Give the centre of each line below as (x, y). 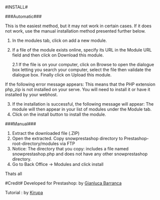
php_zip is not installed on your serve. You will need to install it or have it (78, 89)
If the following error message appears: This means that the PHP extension (80, 84)
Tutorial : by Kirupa (24, 192)
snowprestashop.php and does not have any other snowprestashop (80, 154)
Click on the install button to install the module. (59, 114)
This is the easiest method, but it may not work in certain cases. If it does (78, 26)
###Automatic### (24, 16)
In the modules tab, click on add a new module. (59, 40)
